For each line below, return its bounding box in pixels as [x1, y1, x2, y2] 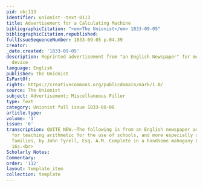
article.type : [6, 110, 42, 116]
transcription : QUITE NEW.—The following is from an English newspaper [6, 127, 190, 133]
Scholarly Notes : [6, 149, 50, 155]
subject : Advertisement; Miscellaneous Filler [6, 93, 126, 99]
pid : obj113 [6, 8, 36, 15]
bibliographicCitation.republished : [6, 31, 98, 37]
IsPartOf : [6, 76, 31, 82]
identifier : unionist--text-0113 [6, 14, 91, 21]
